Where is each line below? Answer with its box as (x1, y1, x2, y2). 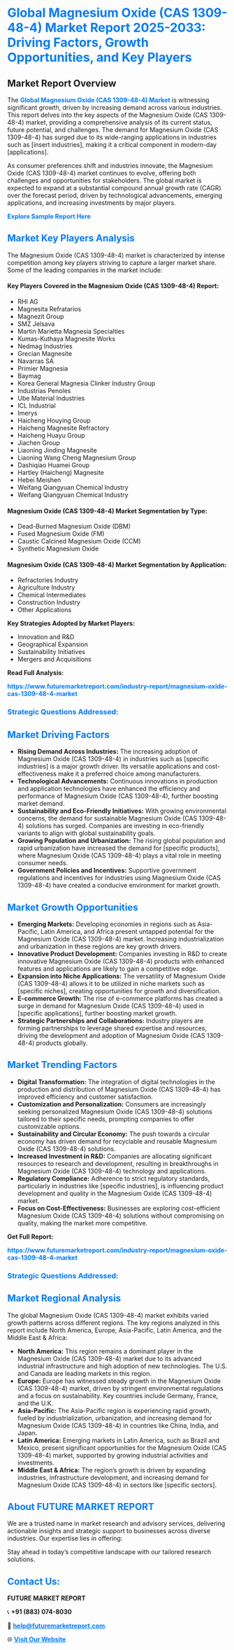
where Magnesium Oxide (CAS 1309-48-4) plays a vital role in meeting (17, 851, 221, 860)
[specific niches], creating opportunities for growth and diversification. (17, 986, 221, 995)
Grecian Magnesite (17, 350, 72, 358)
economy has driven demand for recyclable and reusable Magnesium (17, 1137, 217, 1145)
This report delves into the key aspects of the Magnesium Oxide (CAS (7, 111, 208, 119)
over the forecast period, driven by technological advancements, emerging (7, 191, 223, 199)
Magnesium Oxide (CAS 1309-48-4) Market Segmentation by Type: (7, 506, 207, 515)
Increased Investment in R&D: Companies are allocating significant (17, 1152, 212, 1160)
